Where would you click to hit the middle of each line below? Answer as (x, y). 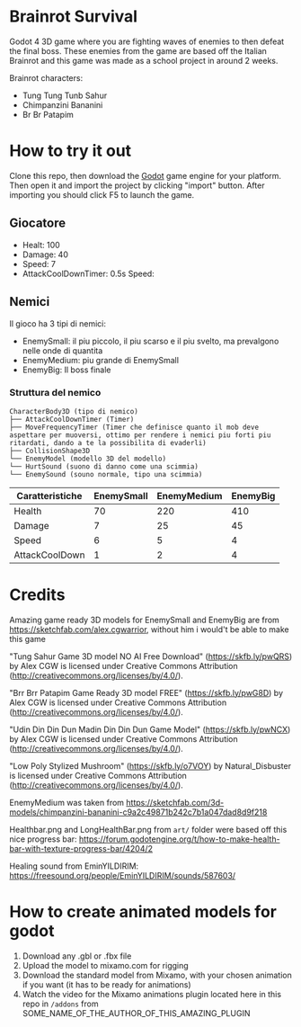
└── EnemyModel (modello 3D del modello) (88, 459)
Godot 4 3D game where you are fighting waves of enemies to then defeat (147, 41)
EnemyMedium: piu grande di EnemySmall (101, 360)
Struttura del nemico (55, 393)
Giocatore (37, 223)
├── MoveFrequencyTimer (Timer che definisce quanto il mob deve (134, 427)
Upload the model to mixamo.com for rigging (105, 965)
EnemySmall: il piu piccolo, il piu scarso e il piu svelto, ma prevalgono (150, 341)
